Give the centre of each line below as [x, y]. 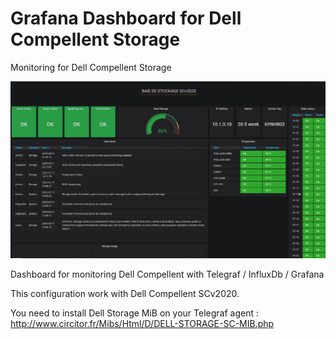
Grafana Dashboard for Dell [126, 18]
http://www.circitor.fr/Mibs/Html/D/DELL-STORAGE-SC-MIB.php [142, 323]
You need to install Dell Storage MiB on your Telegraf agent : [134, 313]
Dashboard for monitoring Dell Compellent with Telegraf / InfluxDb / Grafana [167, 274]
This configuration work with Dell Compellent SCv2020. [125, 293]
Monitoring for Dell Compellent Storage [91, 67]
